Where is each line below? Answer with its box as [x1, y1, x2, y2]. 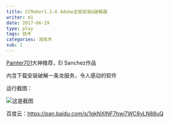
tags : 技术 [6, 31, 32, 37]
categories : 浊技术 [6, 36, 52, 42]
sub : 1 [6, 42, 23, 48]
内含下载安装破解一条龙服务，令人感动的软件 [6, 72, 117, 79]
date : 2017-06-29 [6, 20, 50, 26]
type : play [6, 25, 34, 32]
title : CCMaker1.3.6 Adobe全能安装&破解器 [6, 8, 108, 15]
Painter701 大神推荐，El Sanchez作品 [6, 59, 97, 66]
